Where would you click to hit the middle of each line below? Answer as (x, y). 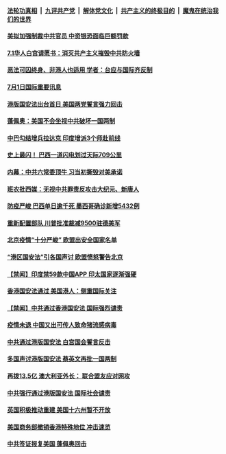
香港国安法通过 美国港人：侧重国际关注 (62, 291)
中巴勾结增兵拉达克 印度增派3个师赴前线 (64, 138)
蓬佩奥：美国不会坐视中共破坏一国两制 (61, 121)
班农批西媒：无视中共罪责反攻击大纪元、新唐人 (73, 189)
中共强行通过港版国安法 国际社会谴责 (59, 393)
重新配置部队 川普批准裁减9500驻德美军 (64, 223)
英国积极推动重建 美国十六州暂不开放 (59, 410)
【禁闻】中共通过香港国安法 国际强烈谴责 (65, 308)
